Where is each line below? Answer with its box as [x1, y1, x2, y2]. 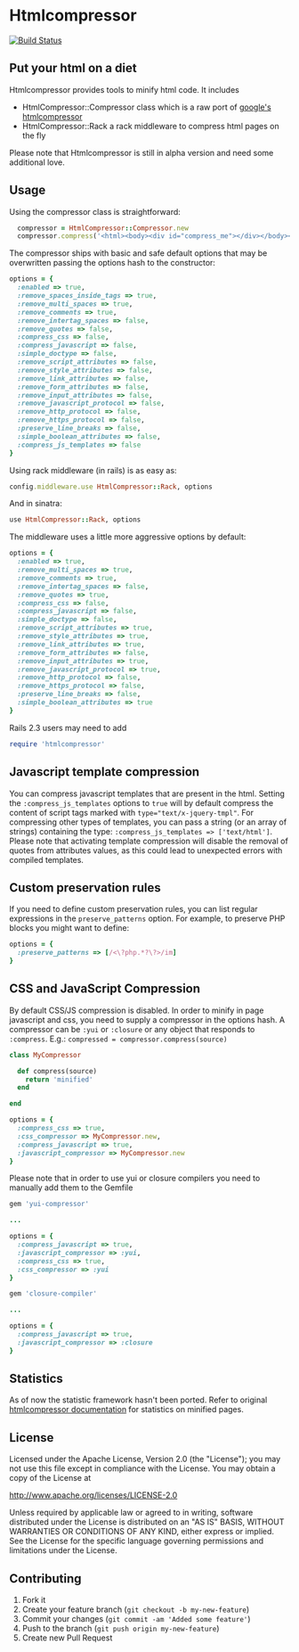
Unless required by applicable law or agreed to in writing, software [9, 1508, 254, 1518]
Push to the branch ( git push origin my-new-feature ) [21, 1623, 220, 1634]
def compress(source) [17, 1066, 98, 1075]
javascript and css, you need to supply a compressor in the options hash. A [9, 1014, 286, 1025]
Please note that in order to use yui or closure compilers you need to [9, 1173, 261, 1184]
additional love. [9, 157, 65, 168]
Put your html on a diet [9, 61, 137, 76]
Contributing [9, 1571, 82, 1586]
